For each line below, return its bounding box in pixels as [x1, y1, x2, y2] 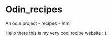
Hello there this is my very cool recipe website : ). [5, 30, 108, 36]
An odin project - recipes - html [5, 20, 71, 26]
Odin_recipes [5, 4, 62, 15]
